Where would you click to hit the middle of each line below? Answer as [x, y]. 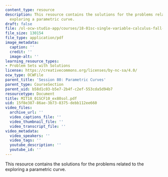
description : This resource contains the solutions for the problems [79, 15]
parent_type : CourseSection [34, 84]
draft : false [19, 24]
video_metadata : [22, 131]
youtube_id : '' [25, 150]
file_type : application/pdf [34, 38]
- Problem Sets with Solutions [38, 66]
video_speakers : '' [30, 136]
